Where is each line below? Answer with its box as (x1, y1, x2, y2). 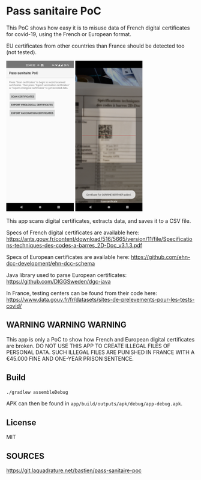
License (6, 417, 37, 428)
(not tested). (6, 48, 37, 55)
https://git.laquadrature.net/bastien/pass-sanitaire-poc (6, 467, 142, 474)
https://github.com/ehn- (131, 253, 191, 260)
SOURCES (6, 450, 45, 461)
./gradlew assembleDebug (6, 389, 68, 395)
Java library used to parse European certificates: (6, 271, 127, 278)
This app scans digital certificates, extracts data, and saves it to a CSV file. (6, 217, 191, 224)
